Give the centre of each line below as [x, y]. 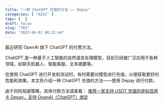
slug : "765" [17, 28]
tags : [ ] [16, 19]
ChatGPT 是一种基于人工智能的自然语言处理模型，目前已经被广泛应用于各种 [82, 58]
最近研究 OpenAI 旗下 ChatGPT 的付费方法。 [50, 47]
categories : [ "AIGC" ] [29, 14]
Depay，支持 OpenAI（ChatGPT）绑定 [49, 97]
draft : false [18, 23]
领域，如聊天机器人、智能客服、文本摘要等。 [50, 64]
